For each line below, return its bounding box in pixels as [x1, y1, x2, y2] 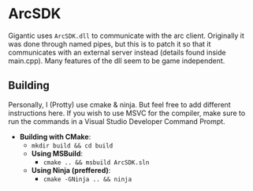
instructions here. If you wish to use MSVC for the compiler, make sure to [8, 108, 246, 118]
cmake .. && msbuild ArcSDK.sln [43, 159, 150, 167]
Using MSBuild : [31, 148, 84, 158]
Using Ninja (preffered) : [31, 165, 111, 174]
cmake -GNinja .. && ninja [43, 175, 132, 183]
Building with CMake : [19, 132, 91, 141]
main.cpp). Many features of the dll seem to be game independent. [8, 56, 225, 66]
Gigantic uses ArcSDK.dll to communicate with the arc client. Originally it [8, 31, 244, 40]
